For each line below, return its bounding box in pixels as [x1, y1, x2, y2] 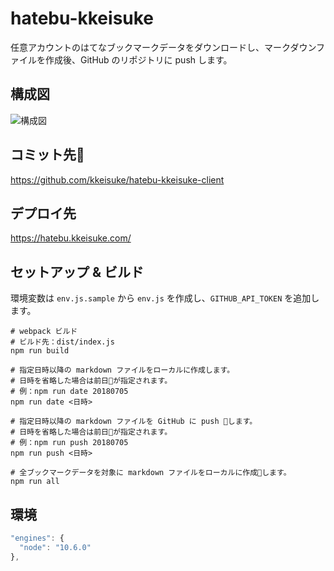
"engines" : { [10, 533, 65, 543]
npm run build [10, 346, 70, 356]
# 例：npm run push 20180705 [10, 438, 129, 448]
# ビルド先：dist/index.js [10, 337, 115, 347]
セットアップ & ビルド [10, 263, 145, 281]
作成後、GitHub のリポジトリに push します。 [44, 53, 233, 66]
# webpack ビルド [10, 327, 78, 337]
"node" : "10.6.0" [19, 542, 92, 552]
